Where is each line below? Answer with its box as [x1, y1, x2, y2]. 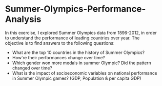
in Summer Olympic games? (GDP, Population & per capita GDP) [12, 75, 142, 81]
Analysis [5, 14, 41, 25]
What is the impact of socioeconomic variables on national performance [12, 70, 158, 76]
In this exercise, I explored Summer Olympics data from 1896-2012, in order [5, 30, 157, 35]
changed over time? [12, 65, 53, 71]
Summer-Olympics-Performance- [5, 3, 146, 15]
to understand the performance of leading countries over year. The [5, 35, 140, 41]
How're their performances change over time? [12, 54, 105, 60]
